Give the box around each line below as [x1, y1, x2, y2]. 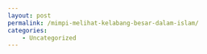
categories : [7, 26, 48, 34]
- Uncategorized [22, 33, 77, 42]
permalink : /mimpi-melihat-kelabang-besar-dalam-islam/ [7, 19, 199, 27]
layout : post [7, 11, 52, 20]
